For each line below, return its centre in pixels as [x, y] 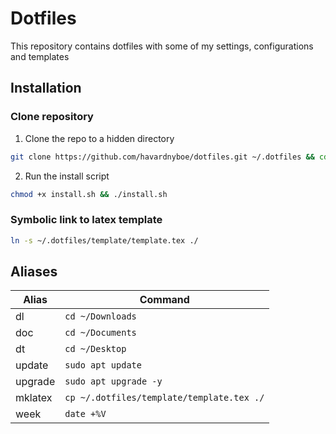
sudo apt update [103, 365]
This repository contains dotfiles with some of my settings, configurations [162, 46]
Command [164, 300]
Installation [46, 88]
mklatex [34, 398]
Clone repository [52, 117]
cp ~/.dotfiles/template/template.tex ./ [164, 398]
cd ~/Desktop [95, 349]
